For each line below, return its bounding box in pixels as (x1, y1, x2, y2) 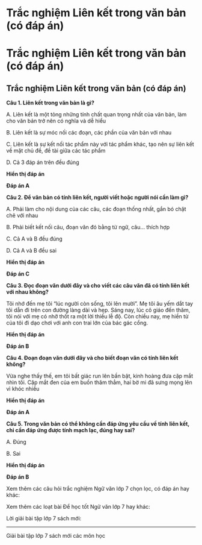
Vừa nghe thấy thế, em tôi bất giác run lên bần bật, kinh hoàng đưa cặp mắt (6, 373, 194, 380)
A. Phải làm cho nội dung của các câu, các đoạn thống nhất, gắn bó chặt (6, 206, 186, 213)
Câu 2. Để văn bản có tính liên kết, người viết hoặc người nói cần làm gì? (6, 194, 189, 201)
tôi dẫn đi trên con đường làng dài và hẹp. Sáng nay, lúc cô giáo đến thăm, (6, 306, 191, 313)
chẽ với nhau (6, 212, 38, 219)
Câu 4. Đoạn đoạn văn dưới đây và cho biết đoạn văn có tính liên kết (6, 354, 179, 362)
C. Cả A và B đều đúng (6, 235, 63, 242)
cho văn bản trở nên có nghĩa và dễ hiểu (6, 118, 106, 125)
